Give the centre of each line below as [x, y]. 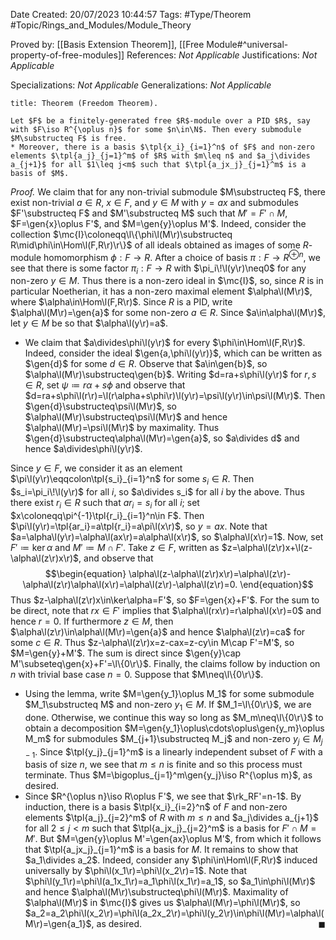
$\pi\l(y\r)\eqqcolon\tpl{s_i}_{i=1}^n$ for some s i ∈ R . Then [132, 480]
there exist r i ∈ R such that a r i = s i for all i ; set [105, 504]
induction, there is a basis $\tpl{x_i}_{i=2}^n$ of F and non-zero [156, 807]
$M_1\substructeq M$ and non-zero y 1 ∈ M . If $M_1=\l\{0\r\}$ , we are [168, 706]
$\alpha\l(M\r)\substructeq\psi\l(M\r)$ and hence [126, 417]
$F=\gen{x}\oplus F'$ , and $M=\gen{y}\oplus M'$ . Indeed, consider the [158, 223]
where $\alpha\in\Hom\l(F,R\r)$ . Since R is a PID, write [121, 302]
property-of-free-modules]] [67, 55]
